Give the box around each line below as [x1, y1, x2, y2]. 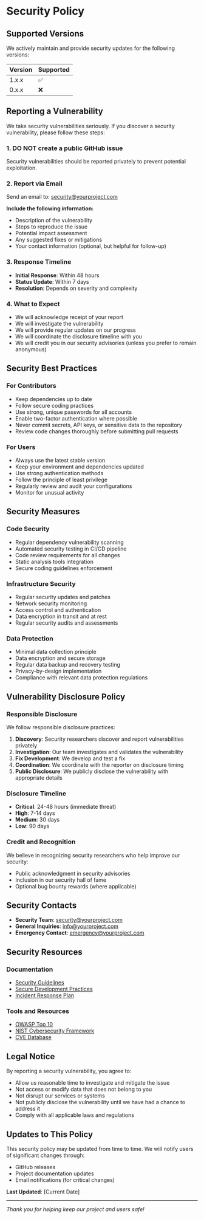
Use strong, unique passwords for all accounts [15, 408, 132, 416]
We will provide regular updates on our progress [15, 326, 137, 334]
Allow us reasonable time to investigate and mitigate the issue [15, 1079, 170, 1087]
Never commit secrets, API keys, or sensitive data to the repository [15, 421, 182, 428]
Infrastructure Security [6, 579, 76, 588]
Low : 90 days [15, 822, 50, 830]
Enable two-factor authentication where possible [15, 414, 138, 422]
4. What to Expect [6, 300, 60, 308]
